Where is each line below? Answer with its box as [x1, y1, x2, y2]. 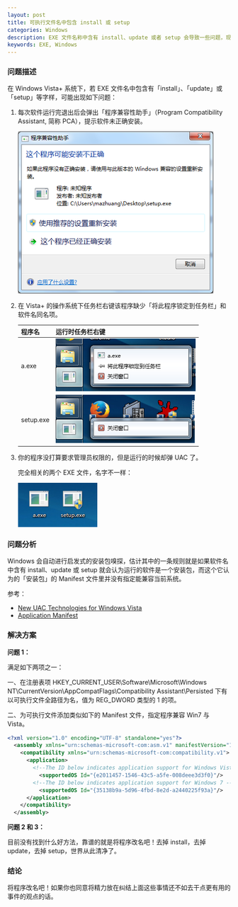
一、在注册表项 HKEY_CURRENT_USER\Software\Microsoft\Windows [7, 678, 208, 686]
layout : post [7, 11, 46, 18]
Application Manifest [17, 611, 79, 620]
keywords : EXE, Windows [7, 41, 78, 49]
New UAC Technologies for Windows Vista [17, 604, 142, 612]
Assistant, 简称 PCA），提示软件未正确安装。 [17, 117, 147, 125]
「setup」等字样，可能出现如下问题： [7, 93, 117, 102]
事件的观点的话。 [7, 892, 57, 901]
